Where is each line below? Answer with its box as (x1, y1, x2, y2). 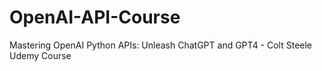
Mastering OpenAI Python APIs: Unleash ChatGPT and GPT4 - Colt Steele (9, 39, 313, 51)
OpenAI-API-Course (9, 6, 181, 29)
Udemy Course (9, 49, 72, 61)
